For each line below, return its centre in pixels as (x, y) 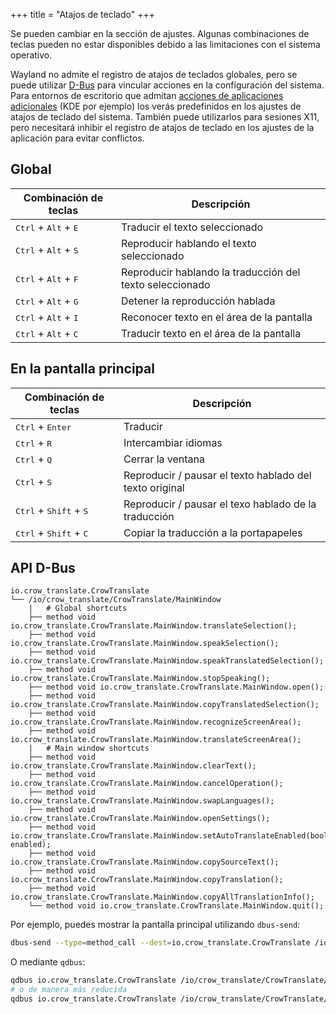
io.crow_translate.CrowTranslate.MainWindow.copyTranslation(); (147, 880)
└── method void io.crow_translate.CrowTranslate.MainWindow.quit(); (176, 906)
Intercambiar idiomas (173, 442)
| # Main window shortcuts (89, 749)
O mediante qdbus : (48, 962)
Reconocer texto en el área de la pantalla (216, 317)
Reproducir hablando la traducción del (210, 272)
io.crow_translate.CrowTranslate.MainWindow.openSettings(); (140, 819)
